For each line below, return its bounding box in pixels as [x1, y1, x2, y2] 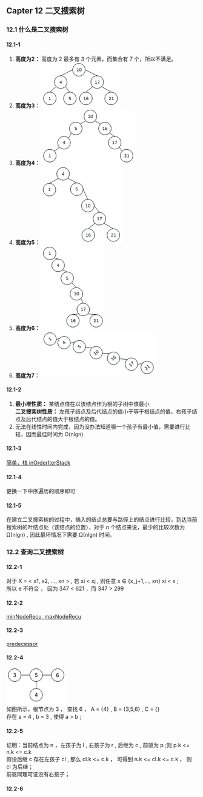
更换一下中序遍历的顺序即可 [6, 488, 76, 495]
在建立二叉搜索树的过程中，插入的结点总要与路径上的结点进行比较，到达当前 [6, 516, 198, 523]
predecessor [6, 640, 38, 647]
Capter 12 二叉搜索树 [6, 5, 85, 16]
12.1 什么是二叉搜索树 [6, 25, 68, 34]
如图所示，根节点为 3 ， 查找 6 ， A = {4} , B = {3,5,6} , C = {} [6, 705, 160, 713]
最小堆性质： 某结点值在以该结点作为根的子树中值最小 [15, 400, 150, 408]
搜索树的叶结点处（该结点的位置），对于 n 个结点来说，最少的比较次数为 [6, 523, 185, 531]
